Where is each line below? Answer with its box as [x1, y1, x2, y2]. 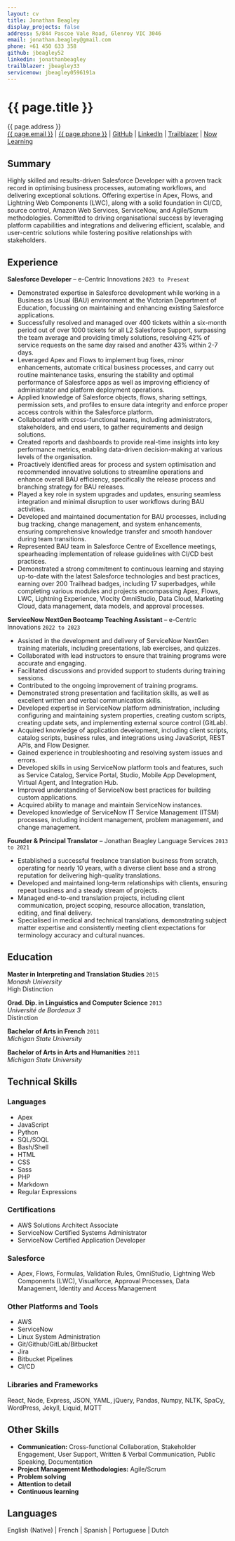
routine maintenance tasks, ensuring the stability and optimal [17, 371, 194, 379]
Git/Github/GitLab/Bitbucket [17, 1340, 98, 1349]
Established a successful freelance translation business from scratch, [17, 857, 219, 865]
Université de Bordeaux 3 [7, 1005, 81, 1014]
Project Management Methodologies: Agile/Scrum [17, 1464, 166, 1473]
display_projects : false [7, 23, 80, 30]
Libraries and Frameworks [7, 1380, 98, 1390]
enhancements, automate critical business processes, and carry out [17, 363, 214, 372]
